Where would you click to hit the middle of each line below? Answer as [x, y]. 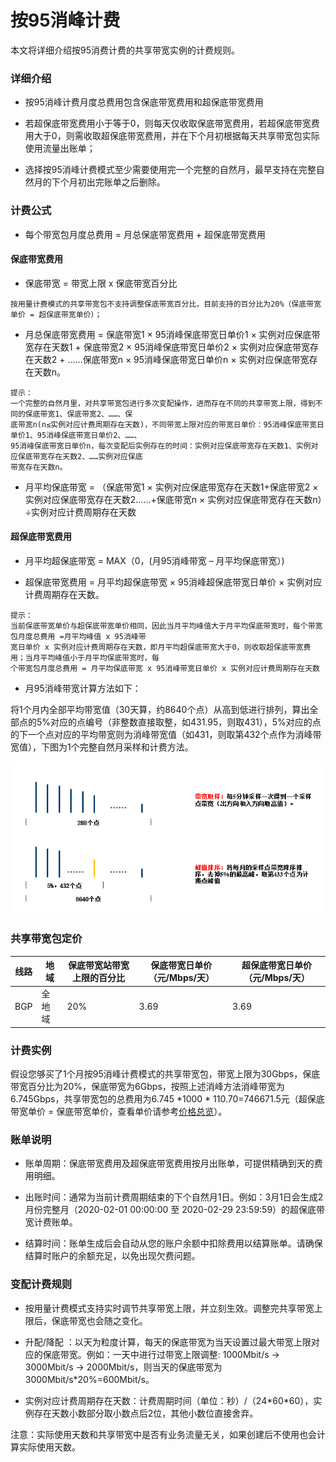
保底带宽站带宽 [99, 965]
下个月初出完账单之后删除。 [108, 182]
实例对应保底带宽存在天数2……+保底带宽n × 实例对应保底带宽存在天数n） [173, 499]
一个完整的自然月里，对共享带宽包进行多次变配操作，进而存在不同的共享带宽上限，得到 [163, 403]
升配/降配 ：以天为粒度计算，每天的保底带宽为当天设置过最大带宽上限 [168, 1342]
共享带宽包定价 [46, 939]
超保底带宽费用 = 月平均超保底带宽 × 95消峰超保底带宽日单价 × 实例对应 [173, 582]
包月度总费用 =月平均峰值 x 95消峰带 [78, 636]
